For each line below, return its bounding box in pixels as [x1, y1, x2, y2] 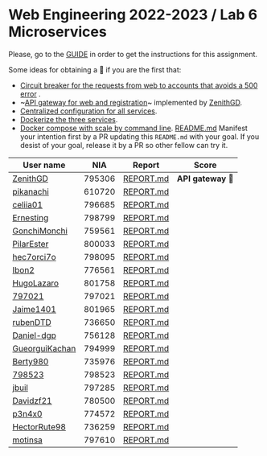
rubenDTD [12, 316, 52, 327]
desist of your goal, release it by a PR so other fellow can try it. [19, 140, 228, 150]
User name [23, 159, 66, 170]
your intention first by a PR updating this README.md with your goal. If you [19, 131, 260, 142]
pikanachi [12, 186, 50, 197]
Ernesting [12, 212, 49, 223]
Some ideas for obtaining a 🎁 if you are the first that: [8, 64, 182, 74]
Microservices [8, 23, 107, 41]
